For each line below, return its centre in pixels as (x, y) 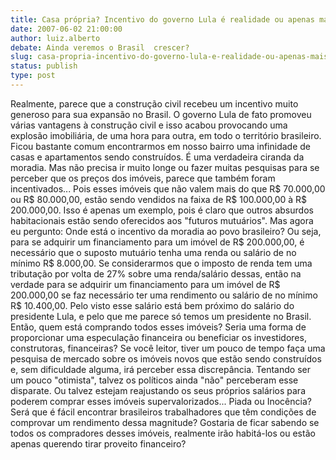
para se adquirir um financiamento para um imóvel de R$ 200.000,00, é (157, 242)
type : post (33, 76)
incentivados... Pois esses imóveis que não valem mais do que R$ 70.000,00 (168, 188)
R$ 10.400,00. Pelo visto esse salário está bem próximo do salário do (152, 305)
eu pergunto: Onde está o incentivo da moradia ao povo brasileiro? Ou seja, (166, 231)
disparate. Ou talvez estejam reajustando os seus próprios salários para (158, 390)
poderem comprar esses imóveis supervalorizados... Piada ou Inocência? (161, 401)
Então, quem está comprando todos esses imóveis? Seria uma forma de (158, 327)
